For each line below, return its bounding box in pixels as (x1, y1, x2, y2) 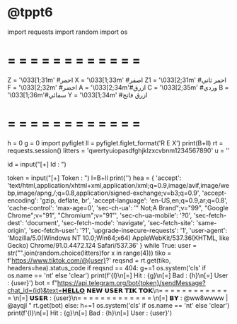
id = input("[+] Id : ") (7, 160, 67, 168)
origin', (7, 226, 28, 234)
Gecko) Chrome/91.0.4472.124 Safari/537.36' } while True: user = (7, 241, 197, 249)
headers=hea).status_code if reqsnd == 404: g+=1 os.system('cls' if (7, 263, 207, 272)
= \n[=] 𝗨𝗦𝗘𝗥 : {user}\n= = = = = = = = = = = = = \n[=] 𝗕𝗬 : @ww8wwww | (7, 294, 229, 302)
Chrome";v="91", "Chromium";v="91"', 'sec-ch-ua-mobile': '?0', (7, 211, 192, 220)
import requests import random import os (7, 28, 128, 36)
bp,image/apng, (7, 188, 54, 197)
